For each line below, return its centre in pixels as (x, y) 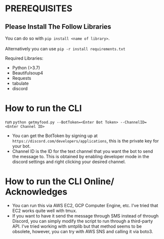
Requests (22, 78)
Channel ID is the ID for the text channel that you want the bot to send (82, 151)
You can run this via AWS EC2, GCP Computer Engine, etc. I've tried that (85, 205)
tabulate (21, 83)
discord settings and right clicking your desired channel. (69, 162)
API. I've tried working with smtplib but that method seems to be (77, 226)
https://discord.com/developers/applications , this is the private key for (85, 141)
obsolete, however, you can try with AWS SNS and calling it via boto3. (82, 231)
